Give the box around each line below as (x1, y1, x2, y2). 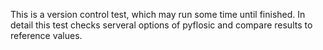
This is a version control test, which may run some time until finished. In (10, 9, 306, 20)
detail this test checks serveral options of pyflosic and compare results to (10, 19, 313, 31)
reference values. (10, 30, 83, 41)
